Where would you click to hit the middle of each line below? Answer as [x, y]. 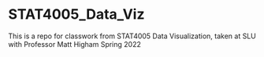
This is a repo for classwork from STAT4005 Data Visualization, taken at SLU [132, 36]
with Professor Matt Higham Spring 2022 [75, 44]
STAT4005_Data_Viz [76, 14]
